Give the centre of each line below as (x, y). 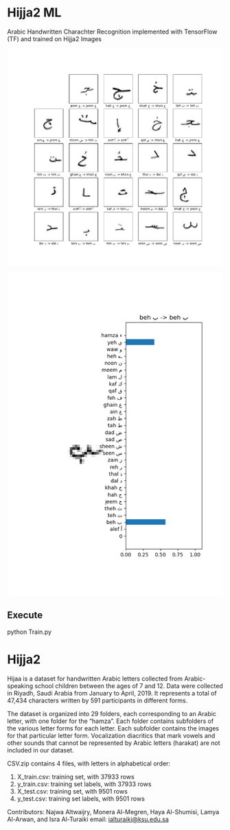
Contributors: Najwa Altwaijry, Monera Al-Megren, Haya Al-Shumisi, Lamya (113, 811)
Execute (25, 615)
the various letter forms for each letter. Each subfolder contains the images (113, 728)
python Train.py (30, 632)
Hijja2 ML (34, 13)
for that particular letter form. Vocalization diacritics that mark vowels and (111, 735)
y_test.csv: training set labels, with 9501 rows (81, 798)
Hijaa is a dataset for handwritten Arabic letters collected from (95, 678)
